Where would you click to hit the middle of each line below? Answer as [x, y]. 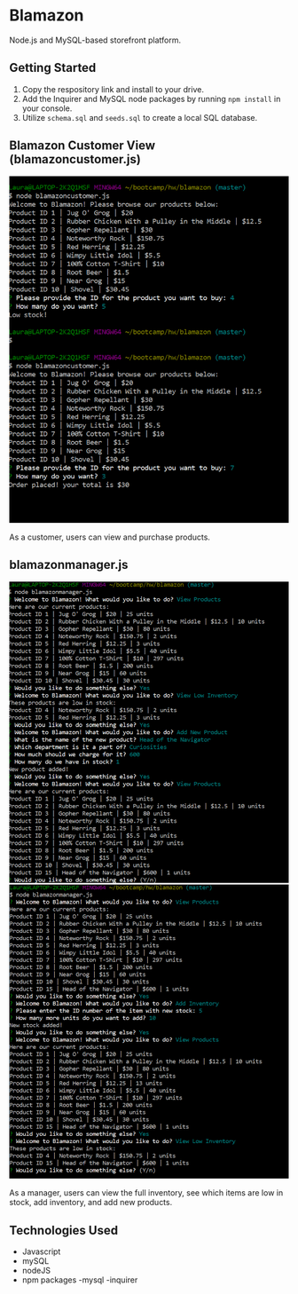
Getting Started [53, 68]
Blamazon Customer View [82, 146]
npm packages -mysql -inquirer [80, 1280]
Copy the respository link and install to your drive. [113, 89]
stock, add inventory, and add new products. [91, 1203]
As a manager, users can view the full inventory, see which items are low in [146, 1193]
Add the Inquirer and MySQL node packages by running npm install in [151, 99]
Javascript [41, 1251]
